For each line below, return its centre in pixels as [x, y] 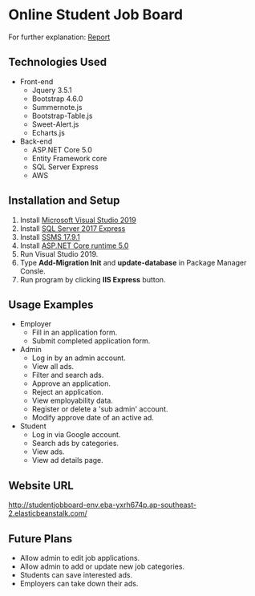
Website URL [41, 486]
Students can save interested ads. [76, 575]
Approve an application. [71, 383]
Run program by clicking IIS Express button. [93, 279]
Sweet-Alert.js [55, 124]
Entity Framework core [69, 158]
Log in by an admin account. [79, 358]
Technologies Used [57, 62]
